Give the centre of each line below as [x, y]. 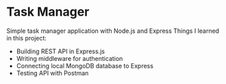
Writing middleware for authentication [70, 58]
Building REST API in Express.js [61, 51]
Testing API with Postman [52, 73]
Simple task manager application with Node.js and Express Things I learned [113, 31]
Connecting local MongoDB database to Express [85, 66]
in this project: [27, 38]
